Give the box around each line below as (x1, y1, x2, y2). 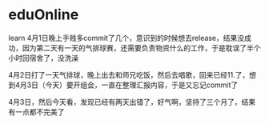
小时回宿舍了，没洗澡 (8, 53, 78, 62)
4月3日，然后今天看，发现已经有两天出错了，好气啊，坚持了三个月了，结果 (8, 97, 256, 106)
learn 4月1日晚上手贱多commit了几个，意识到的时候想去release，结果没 (8, 33, 245, 42)
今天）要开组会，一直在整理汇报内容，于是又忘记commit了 (45, 80, 239, 90)
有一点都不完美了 (8, 106, 65, 117)
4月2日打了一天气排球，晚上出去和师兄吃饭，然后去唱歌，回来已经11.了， (8, 70, 250, 79)
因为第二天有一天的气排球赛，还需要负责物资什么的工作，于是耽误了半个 (22, 42, 261, 53)
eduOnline (8, 6, 79, 24)
